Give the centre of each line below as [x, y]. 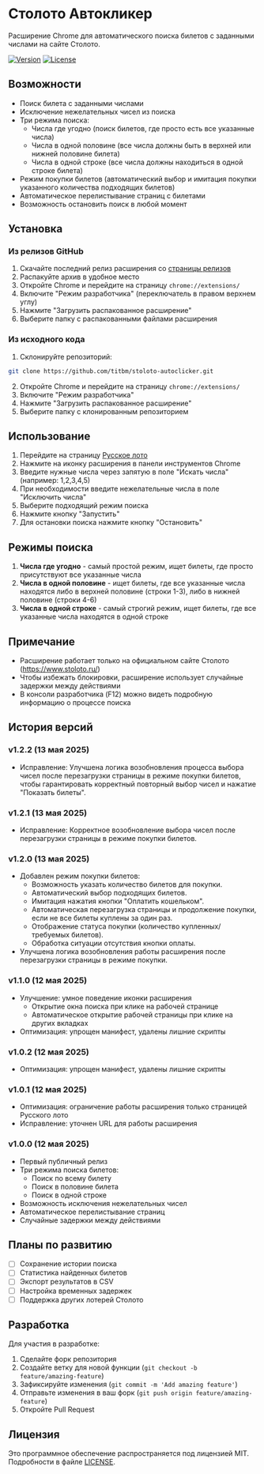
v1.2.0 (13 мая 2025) [49, 858]
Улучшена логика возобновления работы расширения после [123, 952]
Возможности [45, 84]
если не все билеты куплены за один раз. [102, 918]
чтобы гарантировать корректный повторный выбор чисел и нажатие [138, 784]
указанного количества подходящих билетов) [97, 187]
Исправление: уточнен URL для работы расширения [108, 1124]
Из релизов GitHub [46, 251]
